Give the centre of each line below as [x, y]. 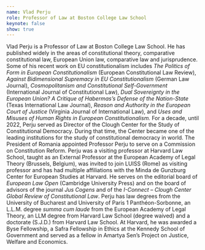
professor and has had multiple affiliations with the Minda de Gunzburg [96, 170]
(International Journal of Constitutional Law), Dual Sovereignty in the [93, 92]
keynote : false [26, 23]
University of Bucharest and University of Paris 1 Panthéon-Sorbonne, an [99, 203]
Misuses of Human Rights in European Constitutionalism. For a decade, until [103, 118]
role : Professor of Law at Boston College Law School [77, 18]
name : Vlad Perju [29, 12]
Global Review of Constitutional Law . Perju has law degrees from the [94, 196]
